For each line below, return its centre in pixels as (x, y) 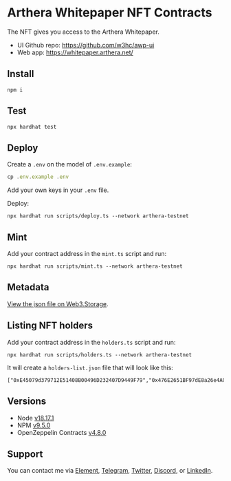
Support (25, 454)
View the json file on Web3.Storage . (58, 303)
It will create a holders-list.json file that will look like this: (90, 367)
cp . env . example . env (38, 177)
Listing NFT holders (50, 326)
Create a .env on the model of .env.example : (70, 164)
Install (21, 74)
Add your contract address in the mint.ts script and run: (87, 254)
